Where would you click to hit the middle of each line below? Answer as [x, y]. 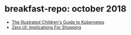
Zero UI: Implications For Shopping [46, 27]
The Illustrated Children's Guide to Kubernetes [58, 22]
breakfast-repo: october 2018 [65, 9]
